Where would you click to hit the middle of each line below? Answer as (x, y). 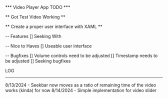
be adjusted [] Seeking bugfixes (38, 61)
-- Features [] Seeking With (33, 36)
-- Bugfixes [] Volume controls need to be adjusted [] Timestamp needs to (81, 55)
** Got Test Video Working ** (35, 17)
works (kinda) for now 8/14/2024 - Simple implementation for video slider (81, 90)
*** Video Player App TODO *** (38, 7)
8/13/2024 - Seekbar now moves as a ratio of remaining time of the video (81, 85)
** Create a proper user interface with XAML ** (54, 26)
